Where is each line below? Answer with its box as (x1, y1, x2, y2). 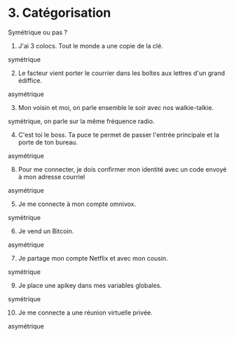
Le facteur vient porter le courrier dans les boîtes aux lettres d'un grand (18, 69, 226, 77)
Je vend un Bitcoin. (18, 226, 74, 235)
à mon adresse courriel (18, 172, 85, 181)
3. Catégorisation (8, 5, 111, 21)
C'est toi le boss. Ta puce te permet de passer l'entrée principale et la (18, 130, 220, 139)
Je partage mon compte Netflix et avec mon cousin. (18, 254, 168, 262)
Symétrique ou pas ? (8, 28, 68, 36)
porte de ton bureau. (18, 138, 78, 146)
